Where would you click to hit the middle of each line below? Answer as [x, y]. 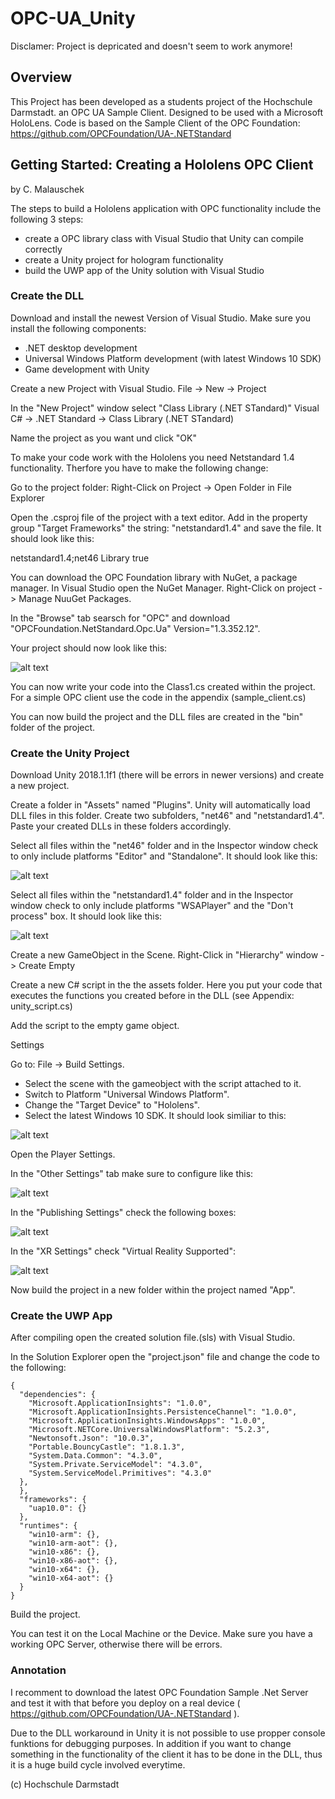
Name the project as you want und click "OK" [103, 438]
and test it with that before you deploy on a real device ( [125, 1703]
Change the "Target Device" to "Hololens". [112, 1105]
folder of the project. [53, 727]
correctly [43, 249]
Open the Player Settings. [63, 1154]
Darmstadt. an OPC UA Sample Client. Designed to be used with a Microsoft [167, 112]
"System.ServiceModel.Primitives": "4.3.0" [120, 1473]
